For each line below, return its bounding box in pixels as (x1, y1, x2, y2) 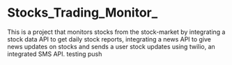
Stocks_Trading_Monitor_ (7, 5, 158, 21)
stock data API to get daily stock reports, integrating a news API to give (7, 35, 211, 43)
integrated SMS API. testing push (7, 50, 102, 58)
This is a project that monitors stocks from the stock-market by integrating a (7, 28, 226, 36)
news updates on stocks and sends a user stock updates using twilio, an (7, 42, 216, 50)
